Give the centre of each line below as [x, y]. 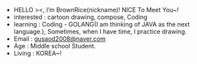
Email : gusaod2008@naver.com [60, 39]
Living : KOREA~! [37, 53]
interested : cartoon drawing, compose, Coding [80, 17]
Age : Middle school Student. [55, 46]
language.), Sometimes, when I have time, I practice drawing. [100, 31]
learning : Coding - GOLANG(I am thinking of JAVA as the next [102, 24]
